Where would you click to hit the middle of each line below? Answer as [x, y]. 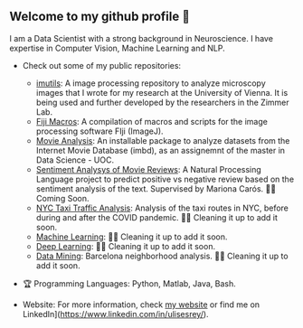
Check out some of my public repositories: [102, 65]
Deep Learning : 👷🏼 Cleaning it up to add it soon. [125, 246]
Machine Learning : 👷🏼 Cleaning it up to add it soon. [132, 237]
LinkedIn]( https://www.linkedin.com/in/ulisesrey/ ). [116, 314]
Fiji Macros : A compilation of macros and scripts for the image [152, 121]
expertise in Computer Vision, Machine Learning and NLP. [117, 48]
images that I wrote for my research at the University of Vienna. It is [162, 92]
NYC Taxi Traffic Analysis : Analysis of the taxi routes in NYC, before [162, 208]
